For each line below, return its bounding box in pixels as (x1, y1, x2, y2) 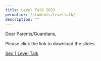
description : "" (5, 17, 39, 22)
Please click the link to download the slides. (5, 41, 96, 47)
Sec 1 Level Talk (5, 50, 39, 56)
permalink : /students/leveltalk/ (5, 12, 76, 17)
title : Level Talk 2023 (5, 7, 56, 13)
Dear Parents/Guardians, (5, 31, 57, 37)
